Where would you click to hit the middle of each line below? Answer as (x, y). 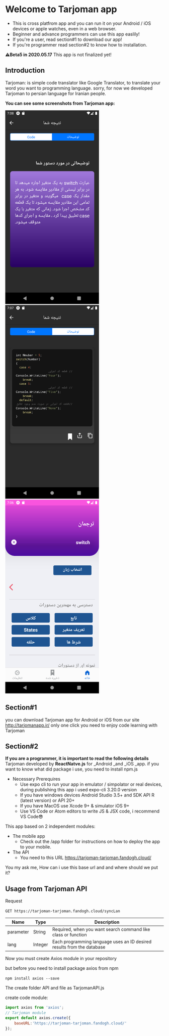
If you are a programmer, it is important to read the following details (77, 758)
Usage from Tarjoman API (46, 889)
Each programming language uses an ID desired (102, 942)
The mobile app (29, 836)
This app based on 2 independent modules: (50, 826)
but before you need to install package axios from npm (62, 968)
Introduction (25, 71)
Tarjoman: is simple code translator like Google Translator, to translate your (83, 82)
